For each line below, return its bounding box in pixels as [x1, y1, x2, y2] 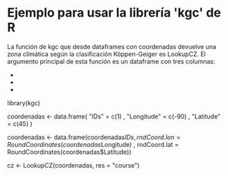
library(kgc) [7, 98, 40, 107]
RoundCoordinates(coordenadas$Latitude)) [7, 148, 132, 156]
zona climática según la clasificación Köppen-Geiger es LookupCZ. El [7, 50, 206, 58]
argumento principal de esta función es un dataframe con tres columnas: [7, 57, 216, 65]
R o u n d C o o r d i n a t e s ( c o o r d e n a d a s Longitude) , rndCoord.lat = [7, 140, 179, 148]
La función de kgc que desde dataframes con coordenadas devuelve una [7, 42, 217, 51]
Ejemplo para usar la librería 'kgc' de [7, 5, 222, 21]
